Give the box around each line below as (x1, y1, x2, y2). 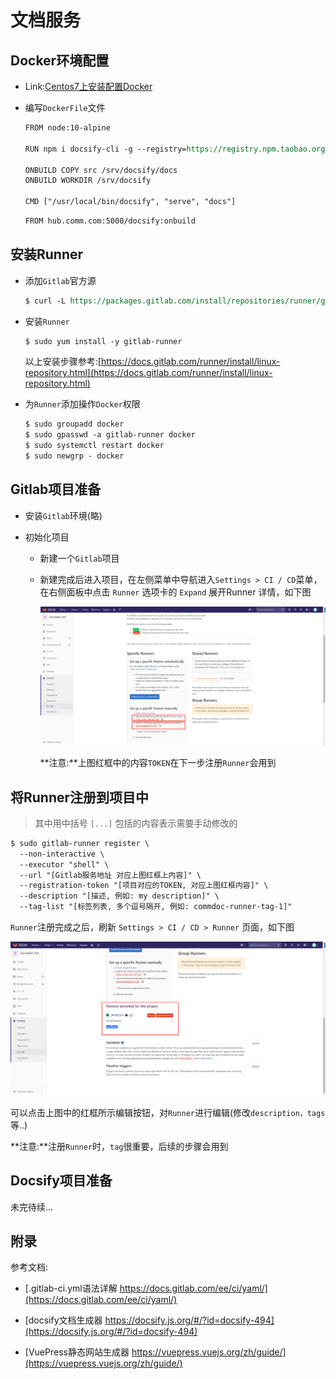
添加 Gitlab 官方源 (24, 274, 97, 286)
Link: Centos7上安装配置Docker (24, 81, 153, 92)
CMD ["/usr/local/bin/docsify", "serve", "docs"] (24, 197, 237, 207)
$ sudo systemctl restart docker (24, 441, 165, 451)
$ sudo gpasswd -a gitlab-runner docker (24, 430, 196, 440)
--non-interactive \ (19, 849, 105, 859)
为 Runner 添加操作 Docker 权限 (24, 398, 141, 410)
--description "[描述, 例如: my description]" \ (19, 891, 220, 901)
